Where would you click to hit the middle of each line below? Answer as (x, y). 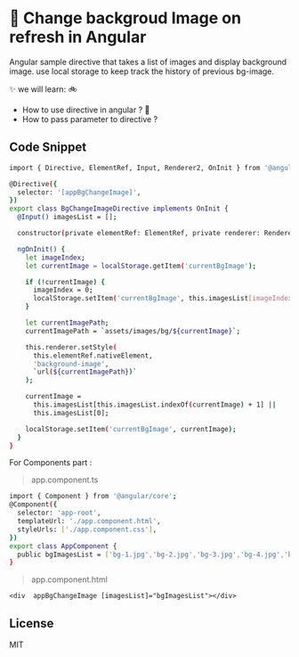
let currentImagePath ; (67, 323)
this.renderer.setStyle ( (71, 347)
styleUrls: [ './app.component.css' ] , (87, 530)
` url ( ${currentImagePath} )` (85, 372)
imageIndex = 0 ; (63, 290)
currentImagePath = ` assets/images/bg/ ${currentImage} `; (133, 331)
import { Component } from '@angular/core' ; (93, 497)
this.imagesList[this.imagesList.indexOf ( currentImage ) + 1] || (154, 405)
